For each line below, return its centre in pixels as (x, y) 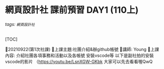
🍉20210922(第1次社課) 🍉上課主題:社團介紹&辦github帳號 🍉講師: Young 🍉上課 (82, 49)
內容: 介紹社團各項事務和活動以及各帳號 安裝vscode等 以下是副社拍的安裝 (80, 56)
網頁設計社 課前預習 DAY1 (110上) (72, 10)
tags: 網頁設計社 (20, 24)
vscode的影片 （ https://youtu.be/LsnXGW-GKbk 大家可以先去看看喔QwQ (79, 62)
